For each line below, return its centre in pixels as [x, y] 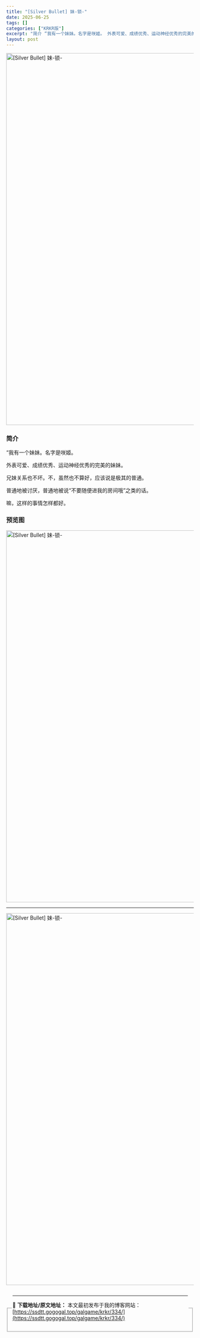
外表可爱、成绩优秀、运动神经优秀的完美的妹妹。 [66, 465]
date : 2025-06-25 [28, 17]
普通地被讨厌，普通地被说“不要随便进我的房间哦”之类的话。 [79, 490]
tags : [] [17, 23]
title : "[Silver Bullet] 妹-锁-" [47, 12]
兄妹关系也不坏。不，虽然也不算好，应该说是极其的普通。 [76, 478]
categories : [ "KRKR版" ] [35, 28]
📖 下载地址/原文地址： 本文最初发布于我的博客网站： [76, 1305]
